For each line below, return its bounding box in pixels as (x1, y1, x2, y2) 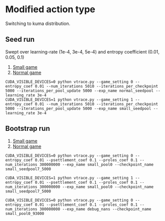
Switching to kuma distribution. (5, 20, 70, 26)
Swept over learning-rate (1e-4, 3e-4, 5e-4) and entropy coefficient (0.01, (5, 48, 160, 54)
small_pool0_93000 (5, 211, 44, 216)
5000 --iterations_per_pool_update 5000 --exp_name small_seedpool (5, 106, 152, 111)
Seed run (5, 35, 35, 44)
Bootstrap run (5, 124, 50, 133)
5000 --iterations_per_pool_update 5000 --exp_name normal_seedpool (5, 88, 154, 93)
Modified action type (5, 4, 96, 15)
